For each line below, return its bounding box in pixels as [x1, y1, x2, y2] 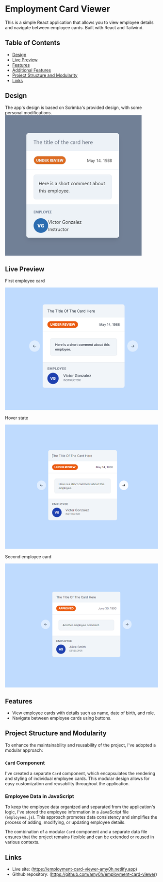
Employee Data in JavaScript [5, 793, 74, 800]
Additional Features [12, 67, 51, 73]
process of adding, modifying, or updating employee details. [5, 819, 126, 825]
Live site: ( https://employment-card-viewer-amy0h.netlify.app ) [12, 866, 137, 872]
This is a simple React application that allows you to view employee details [5, 19, 154, 25]
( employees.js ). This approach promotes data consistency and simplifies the [5, 814, 158, 820]
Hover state [5, 415, 28, 421]
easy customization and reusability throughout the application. [5, 781, 130, 787]
